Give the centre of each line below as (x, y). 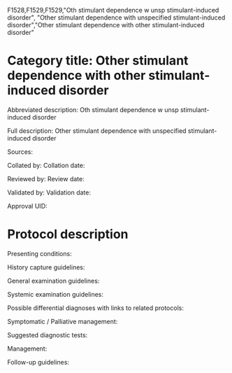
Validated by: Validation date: (49, 192)
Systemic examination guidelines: (55, 294)
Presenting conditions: (39, 253)
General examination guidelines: (53, 281)
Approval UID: (27, 206)
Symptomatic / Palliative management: (63, 321)
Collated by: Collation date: (46, 165)
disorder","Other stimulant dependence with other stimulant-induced (106, 25)
